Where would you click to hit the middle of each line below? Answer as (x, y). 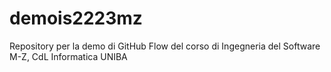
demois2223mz (76, 18)
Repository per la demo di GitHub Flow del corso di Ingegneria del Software (165, 46)
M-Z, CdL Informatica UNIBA (68, 56)
